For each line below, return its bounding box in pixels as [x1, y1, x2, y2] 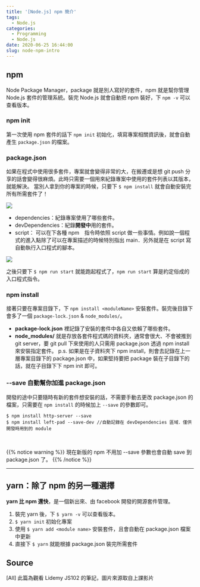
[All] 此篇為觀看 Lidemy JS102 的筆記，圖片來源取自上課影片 [6, 574, 154, 582]
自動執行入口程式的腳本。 [14, 244, 78, 251]
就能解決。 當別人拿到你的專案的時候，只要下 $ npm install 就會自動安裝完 [6, 183, 192, 190]
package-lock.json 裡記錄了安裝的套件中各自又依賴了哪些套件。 [14, 325, 174, 332]
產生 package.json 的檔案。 [6, 138, 73, 145]
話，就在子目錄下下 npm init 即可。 [14, 362, 101, 370]
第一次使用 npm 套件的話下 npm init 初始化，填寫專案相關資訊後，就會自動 [6, 131, 190, 138]
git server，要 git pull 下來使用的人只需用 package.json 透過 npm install [14, 340, 189, 347]
